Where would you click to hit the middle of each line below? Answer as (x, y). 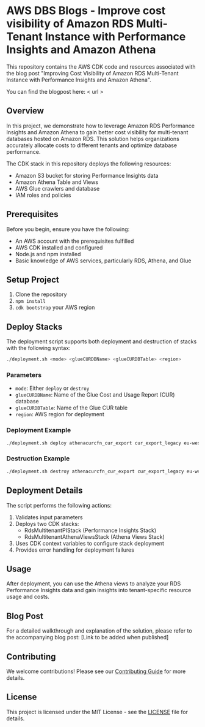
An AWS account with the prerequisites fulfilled (74, 241)
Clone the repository (41, 294)
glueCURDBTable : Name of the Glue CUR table (71, 408)
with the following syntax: (39, 348)
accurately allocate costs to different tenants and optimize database (92, 145)
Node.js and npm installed (48, 254)
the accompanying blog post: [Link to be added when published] (88, 638)
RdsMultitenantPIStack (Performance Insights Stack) (90, 530)
